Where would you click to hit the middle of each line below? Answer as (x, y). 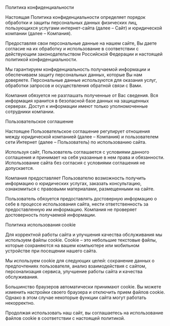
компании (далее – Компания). (39, 33)
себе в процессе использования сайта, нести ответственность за (77, 204)
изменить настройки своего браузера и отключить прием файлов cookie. (85, 292)
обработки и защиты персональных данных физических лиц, (72, 23)
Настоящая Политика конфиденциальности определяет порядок (75, 17)
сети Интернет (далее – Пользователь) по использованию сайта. (76, 142)
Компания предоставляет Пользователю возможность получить (76, 178)
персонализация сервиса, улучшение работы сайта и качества (74, 271)
